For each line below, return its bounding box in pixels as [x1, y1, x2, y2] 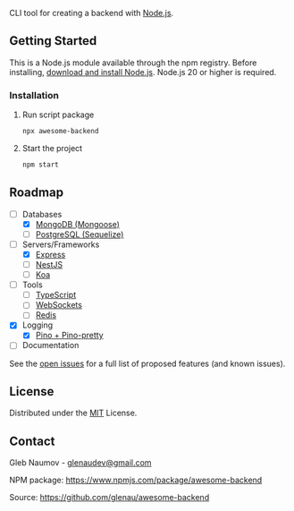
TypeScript [35, 290, 77, 301]
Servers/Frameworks [21, 239, 100, 250]
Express [35, 249, 66, 260]
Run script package [21, 109, 95, 120]
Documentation [21, 340, 80, 351]
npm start [21, 160, 60, 169]
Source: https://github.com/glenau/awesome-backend [9, 492, 210, 503]
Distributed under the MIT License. [9, 407, 138, 419]
